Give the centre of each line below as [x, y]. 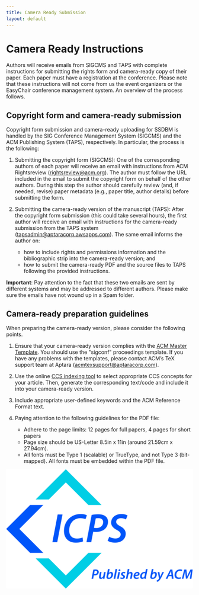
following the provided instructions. [67, 271]
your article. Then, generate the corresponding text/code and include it [101, 383]
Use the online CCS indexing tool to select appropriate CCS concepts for [103, 376]
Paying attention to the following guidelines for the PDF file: [87, 418]
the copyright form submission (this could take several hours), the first [101, 216]
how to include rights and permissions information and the [94, 252]
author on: [27, 241]
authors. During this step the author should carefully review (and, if [97, 185]
